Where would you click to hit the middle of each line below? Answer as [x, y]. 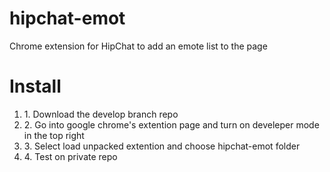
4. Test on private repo [70, 156]
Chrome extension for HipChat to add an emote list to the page [138, 46]
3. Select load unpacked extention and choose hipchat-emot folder [162, 146]
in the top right [54, 135]
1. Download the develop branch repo [101, 114]
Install [35, 86]
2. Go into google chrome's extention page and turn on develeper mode [171, 124]
